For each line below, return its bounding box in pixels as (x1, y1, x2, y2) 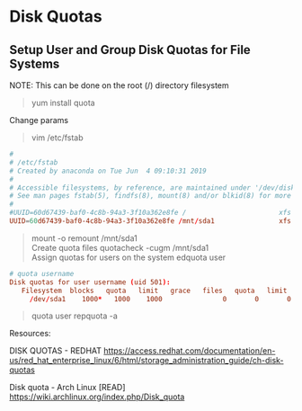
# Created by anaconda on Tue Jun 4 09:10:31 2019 (9, 166, 207, 175)
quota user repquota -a (31, 310, 119, 321)
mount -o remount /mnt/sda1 (31, 232, 138, 244)
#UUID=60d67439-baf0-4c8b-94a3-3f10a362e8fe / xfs (9, 209, 292, 218)
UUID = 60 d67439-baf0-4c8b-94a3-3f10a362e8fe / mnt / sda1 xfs (9, 217, 292, 226)
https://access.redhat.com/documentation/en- (102, 345, 276, 356)
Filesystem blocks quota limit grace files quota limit (21, 286, 288, 295)
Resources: (9, 328, 51, 339)
